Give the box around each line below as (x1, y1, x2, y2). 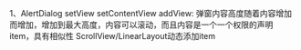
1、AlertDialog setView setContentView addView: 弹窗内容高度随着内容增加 (9, 8, 293, 18)
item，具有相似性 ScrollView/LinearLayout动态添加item (9, 31, 216, 41)
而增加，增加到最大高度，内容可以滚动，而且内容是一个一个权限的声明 (9, 19, 274, 30)
